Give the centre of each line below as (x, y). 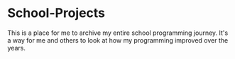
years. (17, 48)
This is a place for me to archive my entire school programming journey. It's (118, 33)
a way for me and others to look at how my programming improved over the (118, 40)
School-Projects (56, 13)
